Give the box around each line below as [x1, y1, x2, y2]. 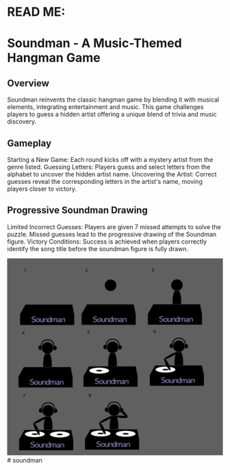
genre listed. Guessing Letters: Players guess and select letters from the [7, 163, 211, 171]
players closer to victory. [7, 185, 77, 193]
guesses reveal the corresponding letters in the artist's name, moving [7, 178, 203, 185]
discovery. [7, 117, 37, 126]
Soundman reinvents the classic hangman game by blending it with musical [7, 95, 220, 104]
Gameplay [7, 137, 52, 149]
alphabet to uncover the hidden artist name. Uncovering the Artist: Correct [7, 170, 217, 178]
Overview [7, 77, 50, 89]
